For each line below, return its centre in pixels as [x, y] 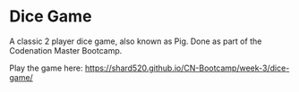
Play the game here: [46, 68]
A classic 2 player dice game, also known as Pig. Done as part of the [136, 41]
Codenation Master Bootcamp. [66, 50]
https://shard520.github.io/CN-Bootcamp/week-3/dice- [187, 68]
